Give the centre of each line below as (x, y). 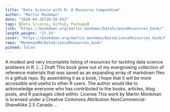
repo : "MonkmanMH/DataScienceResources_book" (54, 43)
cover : (12, 38)
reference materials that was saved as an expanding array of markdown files (85, 72)
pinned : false (20, 47)
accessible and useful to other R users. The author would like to (72, 83)
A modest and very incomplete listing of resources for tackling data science (84, 62)
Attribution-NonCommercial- (117, 99)
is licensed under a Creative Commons (46, 99)
